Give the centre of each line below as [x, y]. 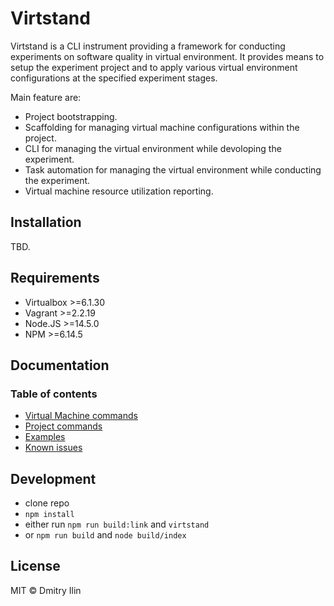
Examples [45, 437]
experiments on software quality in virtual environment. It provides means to [167, 56]
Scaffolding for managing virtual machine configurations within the [162, 127]
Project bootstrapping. [71, 116]
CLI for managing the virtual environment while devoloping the [153, 148]
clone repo [47, 503]
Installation [46, 222]
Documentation [60, 365]
